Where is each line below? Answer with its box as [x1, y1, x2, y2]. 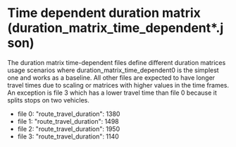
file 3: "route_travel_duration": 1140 [17, 132, 120, 141]
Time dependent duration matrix [7, 5, 201, 21]
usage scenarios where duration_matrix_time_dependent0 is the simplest [7, 66, 220, 74]
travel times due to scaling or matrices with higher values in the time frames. [7, 81, 230, 89]
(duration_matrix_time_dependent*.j [7, 20, 224, 36]
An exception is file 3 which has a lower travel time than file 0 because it [7, 88, 217, 97]
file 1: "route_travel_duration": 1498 [17, 117, 119, 125]
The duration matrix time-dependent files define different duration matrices [7, 58, 226, 66]
